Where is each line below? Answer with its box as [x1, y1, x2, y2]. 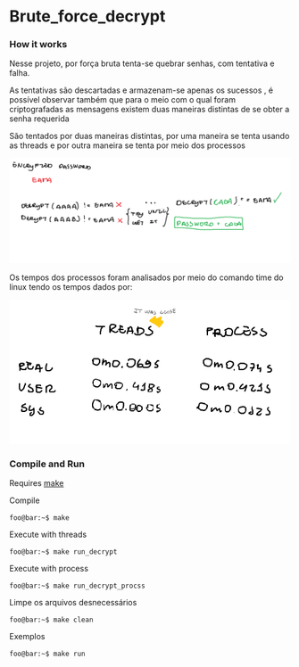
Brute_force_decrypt [9, 6, 166, 27]
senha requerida [9, 113, 70, 124]
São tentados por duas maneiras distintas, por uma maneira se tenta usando [9, 131, 290, 142]
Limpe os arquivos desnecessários [9, 597, 137, 608]
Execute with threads [9, 529, 87, 540]
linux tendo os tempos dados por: [9, 282, 133, 292]
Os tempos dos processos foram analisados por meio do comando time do [9, 272, 284, 283]
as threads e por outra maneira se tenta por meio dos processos [9, 140, 245, 151]
